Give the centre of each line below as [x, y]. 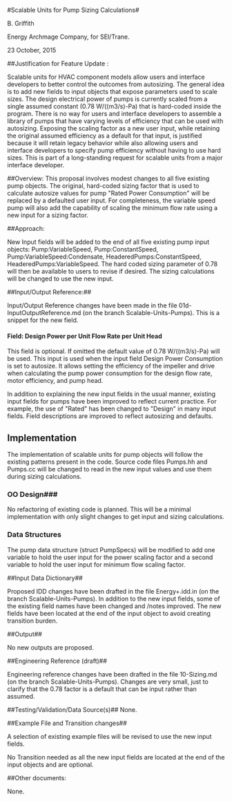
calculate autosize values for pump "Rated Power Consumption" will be [108, 193]
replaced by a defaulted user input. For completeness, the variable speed [112, 200]
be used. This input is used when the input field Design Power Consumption [115, 359]
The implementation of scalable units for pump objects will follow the [105, 455]
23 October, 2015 [32, 50]
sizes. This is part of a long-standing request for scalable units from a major [115, 158]
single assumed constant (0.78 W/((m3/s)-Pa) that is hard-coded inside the [114, 106]
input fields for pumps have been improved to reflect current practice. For [112, 402]
